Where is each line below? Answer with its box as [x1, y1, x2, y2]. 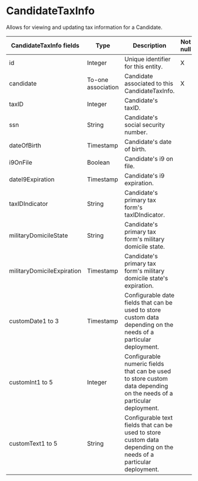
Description [132, 41, 167, 50]
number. [124, 128, 148, 136]
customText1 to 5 [9, 439, 58, 447]
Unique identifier [124, 55, 171, 63]
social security [124, 120, 165, 129]
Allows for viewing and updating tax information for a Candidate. [6, 24, 163, 31]
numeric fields [124, 359, 164, 368]
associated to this [124, 79, 174, 87]
